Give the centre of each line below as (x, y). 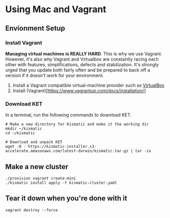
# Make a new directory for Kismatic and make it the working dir (77, 124)
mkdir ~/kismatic (24, 129)
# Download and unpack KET (34, 142)
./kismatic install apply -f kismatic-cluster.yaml (61, 183)
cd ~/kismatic (20, 133)
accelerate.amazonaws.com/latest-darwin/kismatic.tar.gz (67, 151)
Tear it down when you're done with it (66, 198)
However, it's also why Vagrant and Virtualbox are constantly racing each (82, 59)
